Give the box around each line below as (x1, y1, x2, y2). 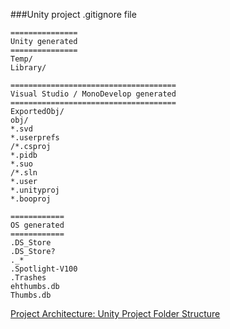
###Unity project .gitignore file (10, 9, 137, 20)
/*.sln (10, 168, 38, 178)
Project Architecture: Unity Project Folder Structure (10, 308, 221, 319)
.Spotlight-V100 (10, 264, 78, 274)
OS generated (10, 220, 65, 230)
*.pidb (10, 150, 38, 160)
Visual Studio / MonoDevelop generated (10, 89, 177, 99)
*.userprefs (10, 133, 60, 143)
